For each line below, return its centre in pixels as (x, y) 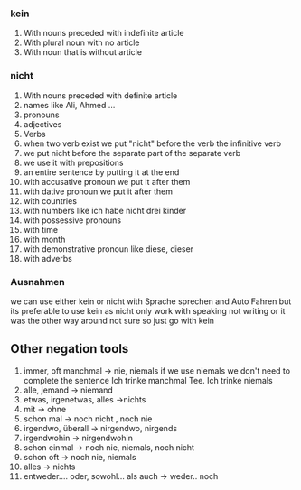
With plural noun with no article (81, 42)
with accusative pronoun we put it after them (107, 181)
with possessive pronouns (72, 220)
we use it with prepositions (73, 162)
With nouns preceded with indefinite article (103, 33)
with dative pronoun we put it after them (98, 191)
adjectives (42, 124)
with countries (50, 200)
